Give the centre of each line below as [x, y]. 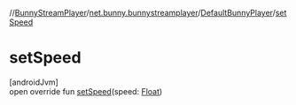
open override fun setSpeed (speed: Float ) [86, 91]
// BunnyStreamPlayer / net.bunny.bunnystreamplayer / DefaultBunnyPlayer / [143, 13]
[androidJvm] [34, 82]
